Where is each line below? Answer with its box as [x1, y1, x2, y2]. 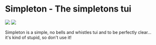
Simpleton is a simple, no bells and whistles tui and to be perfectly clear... [5, 29, 152, 35]
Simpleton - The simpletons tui [5, 3, 132, 15]
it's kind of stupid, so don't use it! [5, 34, 72, 40]
